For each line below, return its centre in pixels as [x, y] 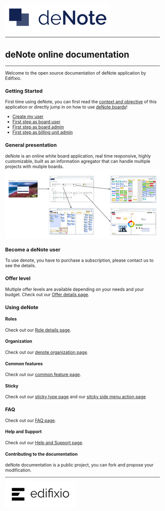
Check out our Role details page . [38, 330]
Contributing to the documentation [41, 454]
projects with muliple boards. [34, 166]
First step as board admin [38, 127]
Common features [24, 363]
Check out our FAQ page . [31, 420]
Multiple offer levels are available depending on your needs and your [74, 289]
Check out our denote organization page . [47, 353]
